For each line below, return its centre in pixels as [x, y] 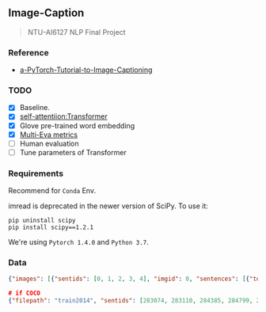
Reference [28, 52]
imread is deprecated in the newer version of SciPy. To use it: [108, 206]
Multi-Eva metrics [48, 135]
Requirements [36, 173]
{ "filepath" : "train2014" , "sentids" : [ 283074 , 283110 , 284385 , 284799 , [131, 301]
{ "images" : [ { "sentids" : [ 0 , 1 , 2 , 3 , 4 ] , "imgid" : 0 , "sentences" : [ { [129, 279]
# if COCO [25, 293]
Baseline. [34, 108]
